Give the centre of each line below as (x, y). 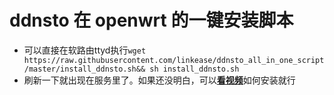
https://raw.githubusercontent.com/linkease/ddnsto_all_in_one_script (174, 60)
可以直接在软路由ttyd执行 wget (85, 50)
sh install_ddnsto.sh (194, 69)
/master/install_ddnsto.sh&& (84, 69)
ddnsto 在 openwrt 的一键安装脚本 (151, 20)
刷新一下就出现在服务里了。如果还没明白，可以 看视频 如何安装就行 (159, 80)
